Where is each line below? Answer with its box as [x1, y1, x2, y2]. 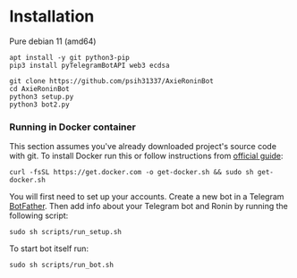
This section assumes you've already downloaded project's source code [9, 141, 277, 152]
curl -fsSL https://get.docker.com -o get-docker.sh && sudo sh [9, 168, 254, 177]
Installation [9, 6, 95, 27]
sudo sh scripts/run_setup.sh [9, 228, 123, 237]
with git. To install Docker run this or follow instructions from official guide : [9, 150, 284, 162]
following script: [9, 210, 69, 221]
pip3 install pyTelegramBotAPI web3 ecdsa [9, 61, 170, 70]
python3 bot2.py [9, 100, 70, 109]
